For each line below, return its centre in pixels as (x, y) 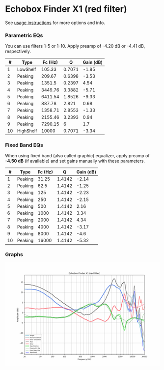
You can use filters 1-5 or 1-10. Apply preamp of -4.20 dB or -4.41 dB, (75, 46)
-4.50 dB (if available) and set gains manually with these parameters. (75, 161)
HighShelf (27, 131)
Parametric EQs (24, 35)
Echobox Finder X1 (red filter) (66, 9)
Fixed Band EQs (24, 145)
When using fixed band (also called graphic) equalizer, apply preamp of (77, 156)
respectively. (18, 51)
